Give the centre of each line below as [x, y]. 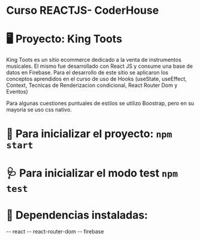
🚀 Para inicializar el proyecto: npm [89, 134]
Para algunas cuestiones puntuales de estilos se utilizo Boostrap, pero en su [100, 103]
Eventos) [17, 92]
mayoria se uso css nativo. [39, 110]
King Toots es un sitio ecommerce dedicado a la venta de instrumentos [94, 60]
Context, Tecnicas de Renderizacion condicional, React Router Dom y [92, 85]
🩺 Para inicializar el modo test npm [92, 173]
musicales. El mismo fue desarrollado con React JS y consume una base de [100, 66]
